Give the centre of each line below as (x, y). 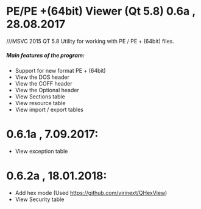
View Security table (40, 199)
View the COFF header (44, 83)
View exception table (41, 151)
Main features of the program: (46, 55)
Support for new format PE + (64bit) (60, 70)
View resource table (40, 103)
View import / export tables (49, 109)
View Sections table (40, 97)
